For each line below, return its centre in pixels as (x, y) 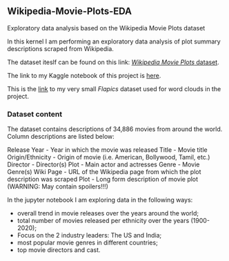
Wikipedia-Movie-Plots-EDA (70, 11)
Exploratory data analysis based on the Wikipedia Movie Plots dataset (106, 28)
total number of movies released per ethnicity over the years (103, 221)
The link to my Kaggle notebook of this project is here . (84, 75)
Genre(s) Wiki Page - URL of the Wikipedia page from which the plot (104, 172)
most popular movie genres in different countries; (88, 243)
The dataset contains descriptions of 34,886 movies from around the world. (115, 129)
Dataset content (35, 114)
